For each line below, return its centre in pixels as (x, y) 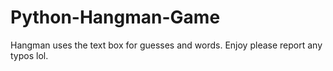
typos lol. (29, 55)
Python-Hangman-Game (115, 17)
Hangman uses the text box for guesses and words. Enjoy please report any (166, 45)
